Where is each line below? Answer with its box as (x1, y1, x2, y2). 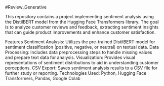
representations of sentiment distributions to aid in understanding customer (5, 60, 159, 65)
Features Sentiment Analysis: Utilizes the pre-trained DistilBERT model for (5, 39, 156, 45)
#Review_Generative (5, 4, 47, 10)
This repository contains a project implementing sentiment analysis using (5, 14, 154, 19)
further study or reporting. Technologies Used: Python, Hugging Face (5, 70, 147, 76)
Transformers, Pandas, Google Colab (5, 76, 81, 81)
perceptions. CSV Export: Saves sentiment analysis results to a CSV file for (5, 65, 158, 71)
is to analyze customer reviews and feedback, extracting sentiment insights (5, 24, 159, 30)
